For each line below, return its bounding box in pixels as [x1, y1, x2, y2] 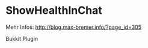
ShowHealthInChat [5, 4, 103, 17]
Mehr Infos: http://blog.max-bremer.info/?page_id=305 [5, 23, 142, 31]
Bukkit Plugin [5, 35, 39, 42]
